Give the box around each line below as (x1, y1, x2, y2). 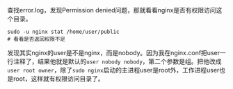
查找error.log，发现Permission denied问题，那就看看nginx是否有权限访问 (7, 6, 217, 14)
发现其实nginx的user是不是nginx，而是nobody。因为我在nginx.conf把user (7, 49, 220, 57)
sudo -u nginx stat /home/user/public (7, 28, 120, 35)
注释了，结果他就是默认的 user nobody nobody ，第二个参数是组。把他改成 (13, 57, 222, 66)
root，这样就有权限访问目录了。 (13, 75, 104, 83)
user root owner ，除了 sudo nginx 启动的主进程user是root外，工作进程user (7, 66, 220, 74)
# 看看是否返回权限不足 (7, 36, 66, 43)
